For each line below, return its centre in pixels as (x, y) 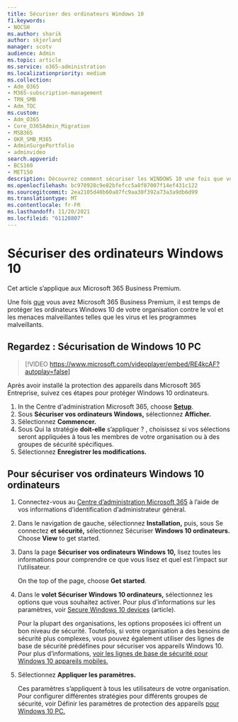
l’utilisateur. (34, 567)
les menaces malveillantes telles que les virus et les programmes (102, 317)
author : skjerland (34, 40)
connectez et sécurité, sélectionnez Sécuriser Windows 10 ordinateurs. (124, 531)
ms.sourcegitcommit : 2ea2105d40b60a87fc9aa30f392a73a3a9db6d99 (103, 192)
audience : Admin (31, 54)
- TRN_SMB (22, 100)
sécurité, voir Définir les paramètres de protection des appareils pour (118, 704)
